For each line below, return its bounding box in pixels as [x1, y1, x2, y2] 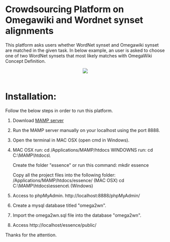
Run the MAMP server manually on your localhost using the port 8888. [12, 127, 160, 133]
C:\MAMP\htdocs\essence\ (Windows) [12, 183, 93, 189]
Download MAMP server [12, 117, 64, 123]
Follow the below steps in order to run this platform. [5, 108, 113, 114]
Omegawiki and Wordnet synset [5, 14, 144, 26]
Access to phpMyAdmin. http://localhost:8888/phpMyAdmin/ [12, 192, 141, 198]
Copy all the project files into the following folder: [12, 171, 116, 178]
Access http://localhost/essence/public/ [12, 222, 97, 228]
